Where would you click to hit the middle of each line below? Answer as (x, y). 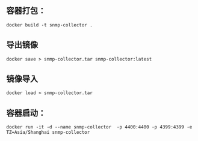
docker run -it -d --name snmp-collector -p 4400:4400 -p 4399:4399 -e (99, 127)
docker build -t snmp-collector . (50, 25)
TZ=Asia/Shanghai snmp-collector (48, 133)
